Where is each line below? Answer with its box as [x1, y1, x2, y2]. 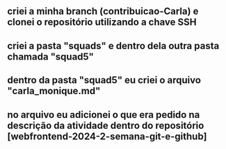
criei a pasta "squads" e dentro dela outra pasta [7, 40, 220, 51]
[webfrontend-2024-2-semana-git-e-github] [7, 130, 207, 142]
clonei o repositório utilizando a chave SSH [7, 17, 197, 28]
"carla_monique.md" [7, 85, 101, 97]
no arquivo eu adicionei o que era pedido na [7, 109, 200, 121]
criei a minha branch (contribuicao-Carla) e [7, 6, 199, 17]
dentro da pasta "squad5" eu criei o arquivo [7, 74, 202, 86]
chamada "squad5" [7, 51, 94, 62]
